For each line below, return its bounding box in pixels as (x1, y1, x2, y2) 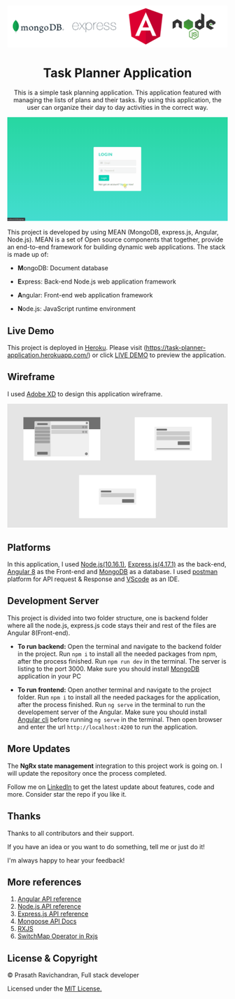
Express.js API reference (17, 909, 89, 918)
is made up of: (7, 251, 49, 259)
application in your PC (17, 671, 82, 680)
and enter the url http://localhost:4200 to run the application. (17, 722, 198, 731)
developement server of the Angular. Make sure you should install (17, 708, 208, 716)
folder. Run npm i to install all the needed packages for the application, (17, 692, 221, 701)
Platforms (7, 541, 51, 553)
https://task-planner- (145, 343, 206, 351)
